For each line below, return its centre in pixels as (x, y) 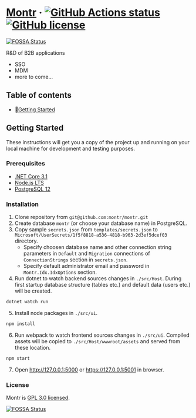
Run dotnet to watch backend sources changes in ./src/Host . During (98, 278)
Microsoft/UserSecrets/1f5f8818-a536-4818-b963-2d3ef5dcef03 (91, 235)
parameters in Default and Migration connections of (87, 254)
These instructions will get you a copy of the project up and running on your (98, 142)
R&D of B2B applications (36, 52)
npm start (18, 358)
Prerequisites (26, 164)
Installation (23, 204)
